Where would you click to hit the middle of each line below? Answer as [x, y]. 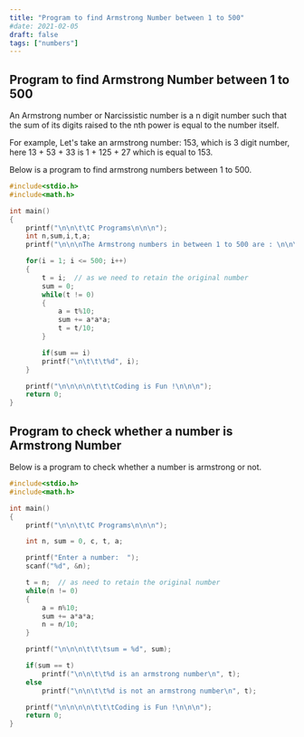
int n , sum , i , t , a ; [58, 236]
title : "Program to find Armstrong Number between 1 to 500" [127, 18]
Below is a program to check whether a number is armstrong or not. [136, 467]
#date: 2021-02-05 [44, 26]
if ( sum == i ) [66, 353]
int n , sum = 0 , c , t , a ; [75, 542]
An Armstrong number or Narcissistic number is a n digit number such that [148, 116]
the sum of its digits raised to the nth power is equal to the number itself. [144, 125]
